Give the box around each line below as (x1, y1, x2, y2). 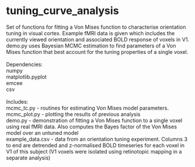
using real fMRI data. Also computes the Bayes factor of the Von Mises (6, 123, 177, 130)
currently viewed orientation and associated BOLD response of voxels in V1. (6, 36, 190, 43)
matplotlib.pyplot (6, 73, 47, 80)
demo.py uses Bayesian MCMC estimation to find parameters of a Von (6, 42, 176, 49)
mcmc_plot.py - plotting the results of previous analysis (6, 110, 141, 118)
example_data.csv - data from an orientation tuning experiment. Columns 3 (6, 135, 188, 142)
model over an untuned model (6, 129, 79, 136)
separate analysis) (6, 154, 51, 161)
